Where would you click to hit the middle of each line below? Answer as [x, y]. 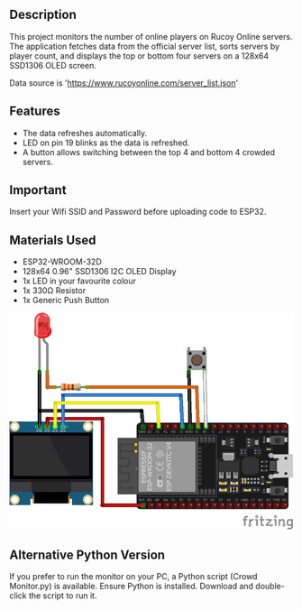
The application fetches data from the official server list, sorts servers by [145, 46]
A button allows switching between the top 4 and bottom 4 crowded [149, 152]
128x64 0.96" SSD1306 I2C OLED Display [100, 272]
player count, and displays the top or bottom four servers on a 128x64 [139, 55]
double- [270, 587]
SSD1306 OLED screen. [53, 65]
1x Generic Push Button [66, 300]
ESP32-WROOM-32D [62, 262]
